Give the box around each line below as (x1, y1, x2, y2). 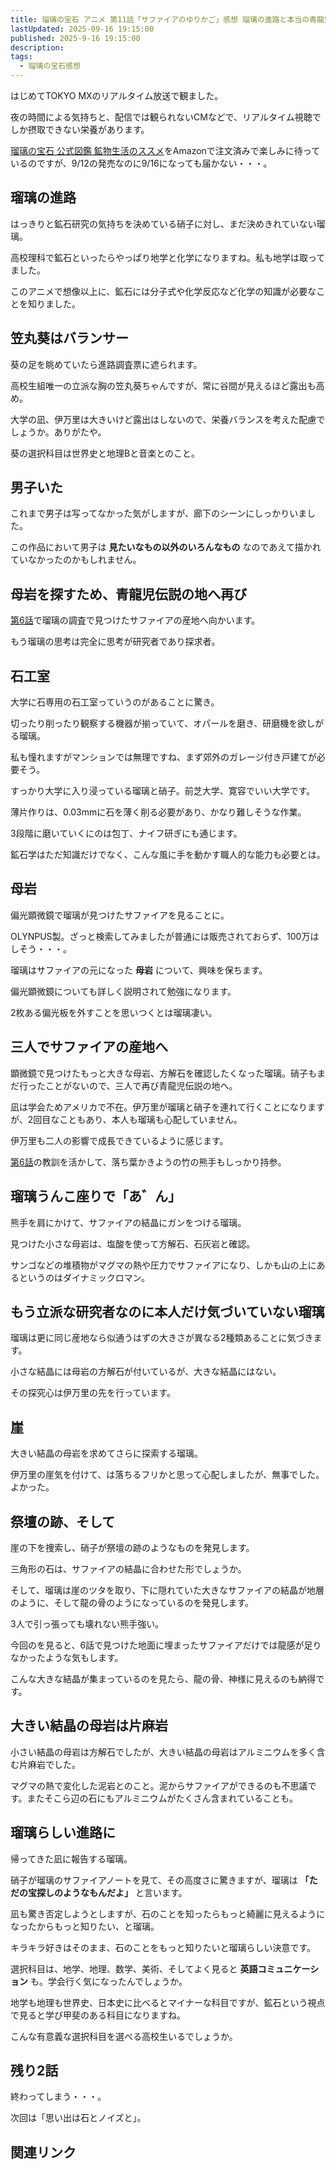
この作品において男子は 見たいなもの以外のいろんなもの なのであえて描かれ (10, 541, 322, 553)
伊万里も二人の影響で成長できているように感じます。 (10, 1134, 229, 1146)
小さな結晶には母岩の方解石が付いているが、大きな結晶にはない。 (10, 1366, 282, 1378)
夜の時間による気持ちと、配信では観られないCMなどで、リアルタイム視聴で (10, 111, 322, 123)
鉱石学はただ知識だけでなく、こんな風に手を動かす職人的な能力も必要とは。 (10, 849, 326, 861)
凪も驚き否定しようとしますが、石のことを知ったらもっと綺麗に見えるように (10, 1907, 326, 1920)
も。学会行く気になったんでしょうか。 (29, 1975, 188, 1987)
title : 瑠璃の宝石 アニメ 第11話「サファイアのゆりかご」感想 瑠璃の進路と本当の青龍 (10, 14, 325, 25)
